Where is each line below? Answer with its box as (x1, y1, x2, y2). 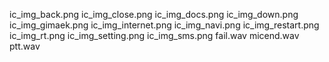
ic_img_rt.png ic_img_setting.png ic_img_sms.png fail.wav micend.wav (9, 30, 300, 41)
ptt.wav (9, 40, 41, 52)
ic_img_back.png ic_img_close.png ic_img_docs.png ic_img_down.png (9, 9, 299, 20)
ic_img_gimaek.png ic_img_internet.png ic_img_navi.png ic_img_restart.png (9, 19, 320, 31)
